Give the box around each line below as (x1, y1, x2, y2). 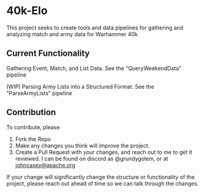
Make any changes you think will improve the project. (15, 142, 150, 149)
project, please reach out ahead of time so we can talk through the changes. (6, 180, 199, 187)
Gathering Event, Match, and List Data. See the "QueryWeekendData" (6, 64, 182, 72)
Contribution (6, 107, 56, 118)
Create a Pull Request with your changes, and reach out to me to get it (15, 148, 193, 156)
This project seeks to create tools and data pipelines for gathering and (6, 24, 184, 31)
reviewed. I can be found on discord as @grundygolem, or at (15, 154, 168, 162)
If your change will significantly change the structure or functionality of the (6, 173, 195, 181)
